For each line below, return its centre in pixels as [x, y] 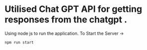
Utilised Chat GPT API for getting [73, 9]
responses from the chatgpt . [66, 20]
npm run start [19, 42]
